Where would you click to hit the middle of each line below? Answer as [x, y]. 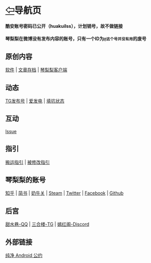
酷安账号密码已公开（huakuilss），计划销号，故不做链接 [64, 26]
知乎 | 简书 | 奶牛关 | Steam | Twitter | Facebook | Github [64, 193]
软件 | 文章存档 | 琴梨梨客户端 [36, 70]
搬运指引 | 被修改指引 [28, 162]
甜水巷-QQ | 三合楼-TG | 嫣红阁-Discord [47, 224]
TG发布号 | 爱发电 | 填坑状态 [35, 101]
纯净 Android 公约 [24, 255]
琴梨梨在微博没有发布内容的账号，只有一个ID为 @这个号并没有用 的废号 [76, 39]
